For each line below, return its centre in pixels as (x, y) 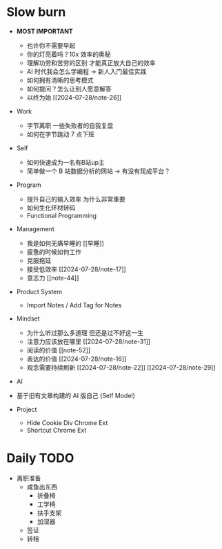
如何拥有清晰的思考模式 (60, 80)
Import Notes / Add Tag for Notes (74, 305)
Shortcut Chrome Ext (57, 430)
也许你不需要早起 (51, 45)
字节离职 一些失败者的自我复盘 (70, 125)
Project (27, 409)
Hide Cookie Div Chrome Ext (67, 422)
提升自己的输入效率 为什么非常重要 (76, 199)
